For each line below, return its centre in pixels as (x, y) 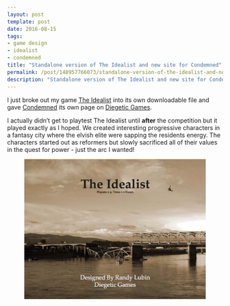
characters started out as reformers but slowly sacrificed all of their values (112, 142)
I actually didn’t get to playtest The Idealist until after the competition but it (112, 120)
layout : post (26, 14)
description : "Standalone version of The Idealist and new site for (107, 79)
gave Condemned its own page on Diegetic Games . (80, 107)
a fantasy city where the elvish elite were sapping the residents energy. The (114, 135)
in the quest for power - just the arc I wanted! (71, 149)
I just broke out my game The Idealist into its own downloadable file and (108, 100)
